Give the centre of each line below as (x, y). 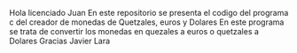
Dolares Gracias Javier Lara (60, 41)
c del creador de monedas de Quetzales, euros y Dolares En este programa (147, 22)
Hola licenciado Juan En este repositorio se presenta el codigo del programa (149, 13)
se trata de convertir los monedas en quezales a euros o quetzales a (134, 31)
